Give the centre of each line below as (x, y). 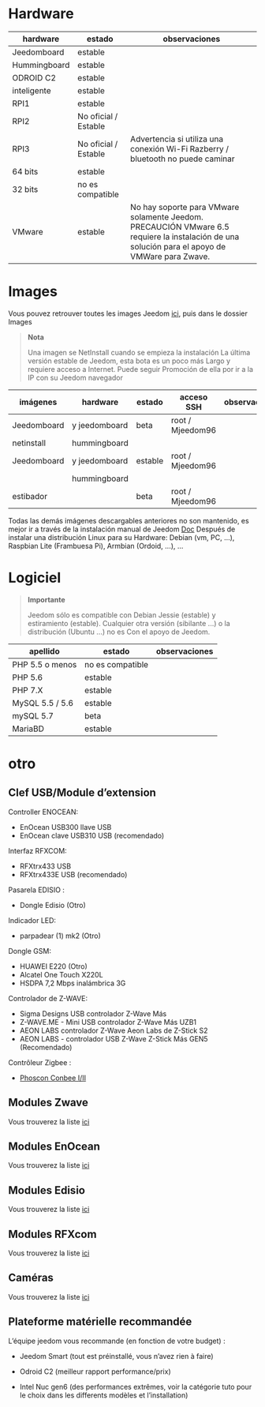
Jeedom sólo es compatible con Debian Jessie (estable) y (121, 615)
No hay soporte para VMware (185, 207)
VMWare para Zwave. (170, 256)
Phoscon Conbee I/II (53, 1078)
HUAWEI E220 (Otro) (54, 966)
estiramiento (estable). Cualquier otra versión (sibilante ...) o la (129, 623)
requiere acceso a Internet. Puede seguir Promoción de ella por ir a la (140, 369)
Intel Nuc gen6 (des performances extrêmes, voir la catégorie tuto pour (136, 1386)
